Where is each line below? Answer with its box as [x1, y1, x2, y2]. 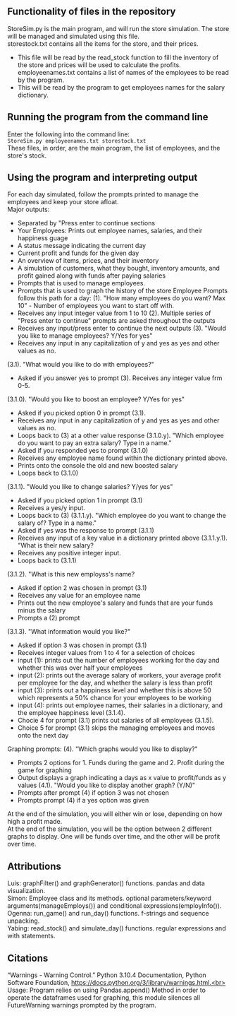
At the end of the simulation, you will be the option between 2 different [7, 825, 212, 833]
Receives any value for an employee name [17, 591, 141, 600]
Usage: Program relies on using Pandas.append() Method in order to [7, 986, 206, 995]
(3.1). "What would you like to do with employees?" [7, 360, 155, 369]
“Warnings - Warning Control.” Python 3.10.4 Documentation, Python [7, 971, 206, 979]
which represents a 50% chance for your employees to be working [17, 694, 211, 702]
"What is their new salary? [17, 541, 94, 550]
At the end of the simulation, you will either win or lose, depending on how [7, 810, 223, 818]
